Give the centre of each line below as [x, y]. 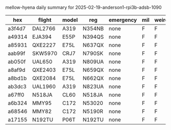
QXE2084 [44, 78]
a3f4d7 [17, 29]
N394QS [93, 37]
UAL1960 [44, 86]
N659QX [93, 70]
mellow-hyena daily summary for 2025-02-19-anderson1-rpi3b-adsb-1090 [83, 7]
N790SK [93, 53]
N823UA [93, 86]
